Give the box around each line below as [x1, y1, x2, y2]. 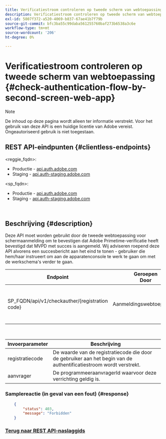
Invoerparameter [7, 340, 48, 347]
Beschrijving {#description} [5, 219, 93, 228]
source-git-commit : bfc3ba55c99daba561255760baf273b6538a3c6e [5, 21, 136, 26]
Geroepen [133, 271, 158, 277]
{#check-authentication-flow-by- [5, 82, 147, 93]
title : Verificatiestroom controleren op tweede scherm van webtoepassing [5, 7, 163, 12]
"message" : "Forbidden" [23, 411, 72, 416]
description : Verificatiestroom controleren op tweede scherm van [5, 12, 145, 17]
